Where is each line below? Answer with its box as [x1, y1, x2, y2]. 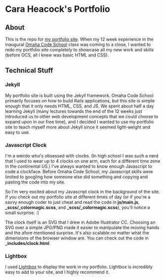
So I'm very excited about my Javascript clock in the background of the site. [5, 188, 161, 194]
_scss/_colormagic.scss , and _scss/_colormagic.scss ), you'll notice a [5, 204, 150, 210]
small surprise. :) [5, 209, 40, 216]
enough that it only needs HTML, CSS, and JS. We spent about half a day [5, 103, 154, 109]
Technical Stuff [5, 66, 53, 75]
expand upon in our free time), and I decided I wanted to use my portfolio [5, 119, 154, 125]
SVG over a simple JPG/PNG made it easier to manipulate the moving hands [5, 224, 160, 231]
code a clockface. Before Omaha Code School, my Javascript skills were [5, 168, 153, 174]
